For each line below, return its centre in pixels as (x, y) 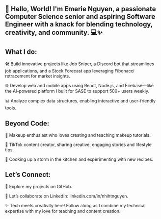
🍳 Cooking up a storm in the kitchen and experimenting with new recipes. (79, 159)
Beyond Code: (27, 123)
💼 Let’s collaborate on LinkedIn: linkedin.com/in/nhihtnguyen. (67, 196)
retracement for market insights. (38, 76)
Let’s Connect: (28, 175)
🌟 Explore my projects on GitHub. (39, 186)
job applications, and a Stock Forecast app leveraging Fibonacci (70, 71)
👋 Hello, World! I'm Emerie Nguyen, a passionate (80, 9)
